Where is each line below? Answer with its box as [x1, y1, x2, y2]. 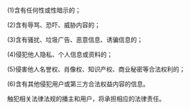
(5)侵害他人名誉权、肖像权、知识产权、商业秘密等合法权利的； [7, 65, 186, 73]
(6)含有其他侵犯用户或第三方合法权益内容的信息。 [7, 80, 149, 88]
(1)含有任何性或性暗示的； [7, 6, 81, 14]
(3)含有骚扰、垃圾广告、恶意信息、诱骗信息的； [7, 35, 144, 44]
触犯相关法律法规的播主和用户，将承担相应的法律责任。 [7, 94, 165, 103]
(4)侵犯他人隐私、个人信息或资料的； [7, 51, 113, 58]
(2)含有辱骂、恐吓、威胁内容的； [7, 21, 101, 29]
